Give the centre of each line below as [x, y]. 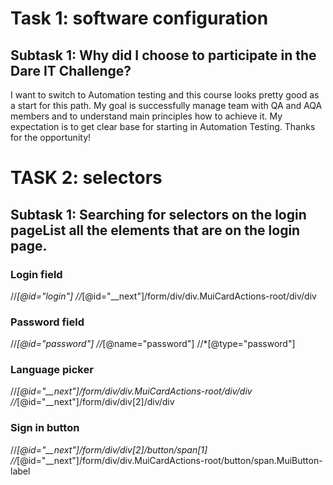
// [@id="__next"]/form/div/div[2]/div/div [92, 402]
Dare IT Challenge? [71, 70]
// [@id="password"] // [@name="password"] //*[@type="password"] [153, 344]
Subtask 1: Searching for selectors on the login [158, 214]
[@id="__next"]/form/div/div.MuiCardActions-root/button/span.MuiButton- [169, 460]
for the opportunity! [51, 137]
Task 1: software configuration [139, 18]
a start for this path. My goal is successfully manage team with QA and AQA [166, 105]
